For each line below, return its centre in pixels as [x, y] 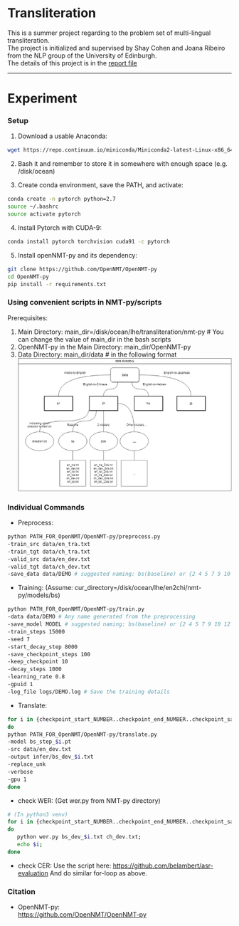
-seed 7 [19, 639]
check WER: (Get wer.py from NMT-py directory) [89, 800]
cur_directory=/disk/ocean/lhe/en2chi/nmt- [138, 588]
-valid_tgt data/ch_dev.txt [49, 567]
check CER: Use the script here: [64, 866]
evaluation [33, 873]
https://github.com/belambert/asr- [163, 866]
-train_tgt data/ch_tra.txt [49, 552]
